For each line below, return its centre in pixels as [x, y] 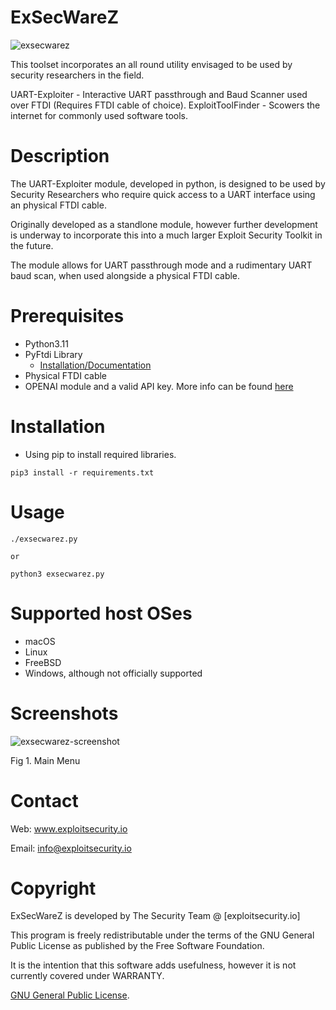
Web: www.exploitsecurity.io [69, 828]
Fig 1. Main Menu [45, 760]
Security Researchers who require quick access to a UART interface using [163, 194]
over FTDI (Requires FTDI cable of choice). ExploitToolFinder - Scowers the [165, 105]
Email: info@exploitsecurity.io [71, 848]
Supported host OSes [101, 613]
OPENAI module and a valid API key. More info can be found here [159, 386]
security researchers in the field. [77, 75]
